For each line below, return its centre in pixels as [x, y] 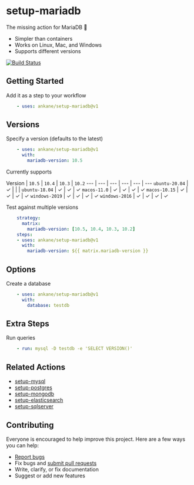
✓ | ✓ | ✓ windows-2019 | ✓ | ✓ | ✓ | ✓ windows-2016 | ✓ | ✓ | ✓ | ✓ [87, 196]
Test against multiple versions [42, 207]
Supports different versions [48, 51]
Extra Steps [28, 324]
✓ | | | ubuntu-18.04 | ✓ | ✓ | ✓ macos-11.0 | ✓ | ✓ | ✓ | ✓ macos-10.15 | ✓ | [97, 189]
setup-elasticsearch [39, 400]
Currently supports [29, 172]
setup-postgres [34, 388]
